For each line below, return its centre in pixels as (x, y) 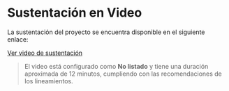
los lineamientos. (49, 81)
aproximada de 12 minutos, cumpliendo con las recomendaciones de (123, 74)
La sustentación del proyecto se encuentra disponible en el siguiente (106, 32)
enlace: (18, 39)
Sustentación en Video (75, 13)
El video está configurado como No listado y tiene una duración (116, 66)
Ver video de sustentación (45, 53)
